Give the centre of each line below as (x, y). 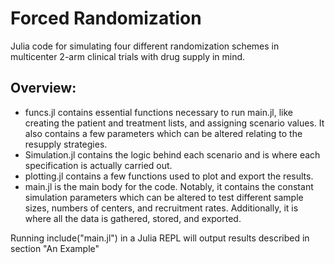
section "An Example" (55, 248)
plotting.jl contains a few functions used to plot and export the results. (169, 176)
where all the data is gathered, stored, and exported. (133, 218)
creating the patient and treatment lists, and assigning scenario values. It (174, 123)
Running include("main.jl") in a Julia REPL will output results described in (160, 238)
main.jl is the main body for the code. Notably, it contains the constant (169, 186)
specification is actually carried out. (98, 165)
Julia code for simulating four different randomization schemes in (145, 46)
